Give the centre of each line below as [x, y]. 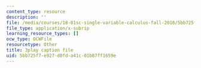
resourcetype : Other [32, 45]
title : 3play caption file [40, 50]
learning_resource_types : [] [42, 34]
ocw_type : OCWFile [29, 39]
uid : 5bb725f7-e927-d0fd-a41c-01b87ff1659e [61, 56]
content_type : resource [36, 12]
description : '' [26, 17]
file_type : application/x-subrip [48, 28]
